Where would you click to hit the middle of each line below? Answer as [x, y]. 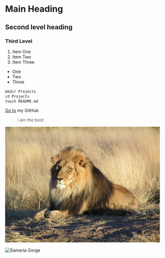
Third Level [19, 41]
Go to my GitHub [22, 110]
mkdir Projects [21, 92]
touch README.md [22, 101]
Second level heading [39, 27]
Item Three [23, 62]
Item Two [22, 57]
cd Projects [17, 96]
